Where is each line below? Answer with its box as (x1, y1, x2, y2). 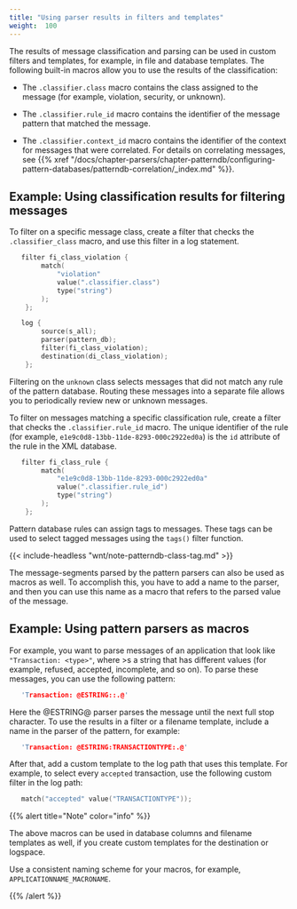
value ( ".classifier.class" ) (56, 277, 161, 287)
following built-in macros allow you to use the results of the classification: (9, 64, 278, 76)
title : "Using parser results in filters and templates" (9, 12, 224, 22)
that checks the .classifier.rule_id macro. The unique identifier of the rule (9, 421, 289, 432)
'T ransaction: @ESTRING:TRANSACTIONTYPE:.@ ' (20, 743, 189, 752)
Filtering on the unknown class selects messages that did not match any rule (9, 376, 284, 387)
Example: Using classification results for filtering (9, 188, 285, 204)
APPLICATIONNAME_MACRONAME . (9, 873, 112, 884)
